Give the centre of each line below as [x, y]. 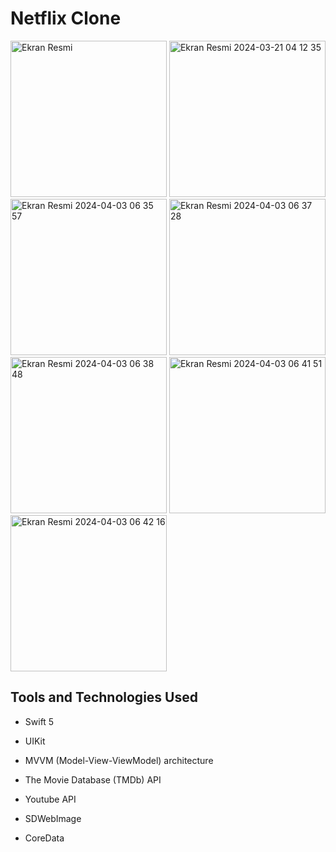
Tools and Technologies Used [104, 697]
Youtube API [50, 799]
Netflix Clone [66, 18]
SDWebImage [53, 818]
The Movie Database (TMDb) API [93, 779]
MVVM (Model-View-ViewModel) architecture [119, 760]
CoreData [44, 838]
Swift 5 [39, 721]
